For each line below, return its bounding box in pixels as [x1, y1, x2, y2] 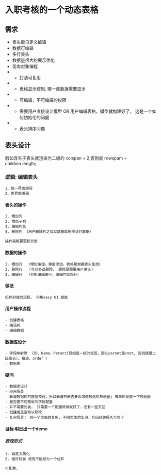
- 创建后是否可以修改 [5, 410, 42, 415]
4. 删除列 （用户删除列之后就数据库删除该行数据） [5, 229, 94, 234]
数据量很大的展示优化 [12, 57, 55, 63]
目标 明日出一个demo [5, 426, 48, 432]
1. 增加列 [5, 214, 23, 219]
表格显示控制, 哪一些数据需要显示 [19, 86, 86, 91]
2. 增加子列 [5, 219, 27, 224]
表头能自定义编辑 [12, 39, 47, 45]
